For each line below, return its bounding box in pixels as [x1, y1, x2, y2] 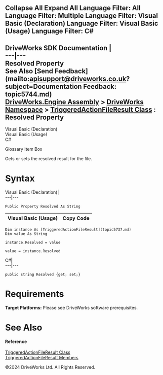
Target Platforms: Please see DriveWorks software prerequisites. [5, 305, 138, 311]
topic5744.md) [5, 90, 52, 98]
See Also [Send [5, 67, 53, 75]
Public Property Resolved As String [5, 204, 81, 209]
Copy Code [62, 215, 90, 222]
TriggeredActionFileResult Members [5, 355, 79, 361]
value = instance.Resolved [5, 249, 61, 254]
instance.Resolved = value [5, 240, 61, 245]
